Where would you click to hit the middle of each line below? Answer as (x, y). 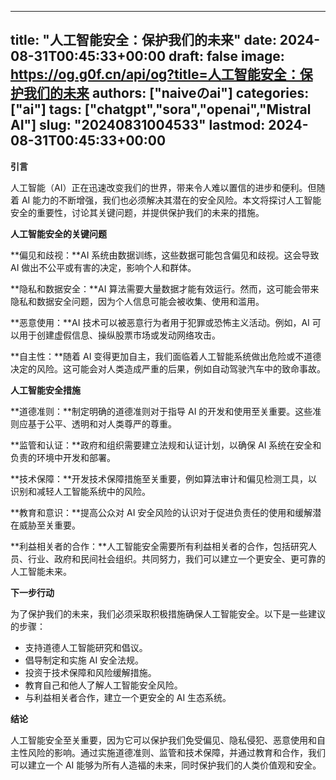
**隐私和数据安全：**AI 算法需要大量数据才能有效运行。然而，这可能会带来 (165, 288)
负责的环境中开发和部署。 (63, 457)
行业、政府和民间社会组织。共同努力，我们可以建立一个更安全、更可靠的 (176, 558)
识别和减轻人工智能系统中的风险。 (80, 491)
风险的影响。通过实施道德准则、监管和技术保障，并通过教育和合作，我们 (176, 752)
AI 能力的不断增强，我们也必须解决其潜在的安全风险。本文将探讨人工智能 (171, 200)
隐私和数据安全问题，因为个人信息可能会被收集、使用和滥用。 (137, 301)
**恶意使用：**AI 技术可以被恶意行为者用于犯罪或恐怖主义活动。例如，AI (160, 322)
